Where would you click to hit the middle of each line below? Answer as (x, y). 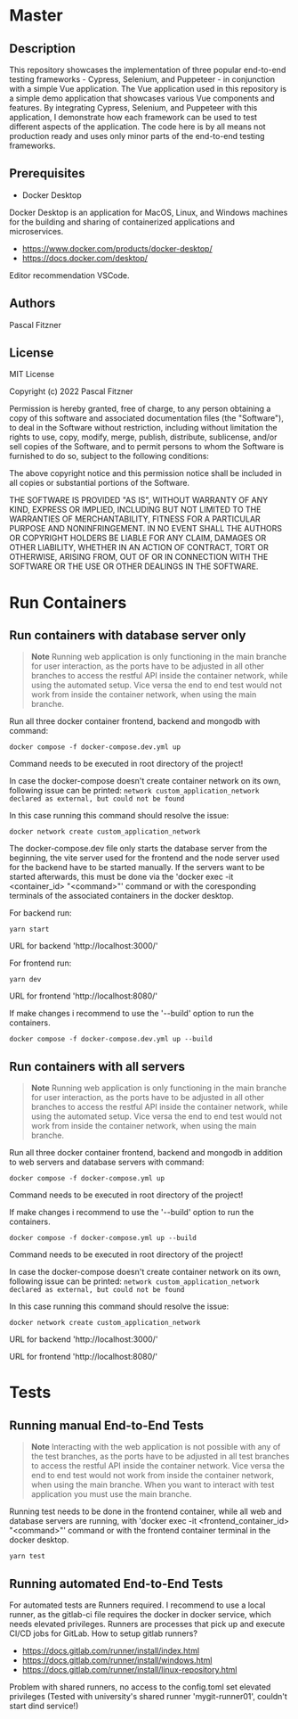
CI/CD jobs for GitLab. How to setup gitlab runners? (104, 1633)
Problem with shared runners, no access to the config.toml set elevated (140, 1687)
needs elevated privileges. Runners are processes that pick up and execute (147, 1624)
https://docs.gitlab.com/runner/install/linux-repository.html (129, 1670)
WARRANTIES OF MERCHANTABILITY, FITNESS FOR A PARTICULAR (135, 519)
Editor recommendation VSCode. (70, 275)
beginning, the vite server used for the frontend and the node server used (145, 858)
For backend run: (41, 913)
